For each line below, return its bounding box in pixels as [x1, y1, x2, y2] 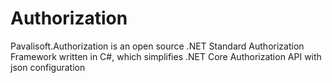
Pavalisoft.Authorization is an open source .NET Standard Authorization [10, 40, 305, 52]
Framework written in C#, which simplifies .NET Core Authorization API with [10, 50, 322, 62]
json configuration [10, 61, 86, 73]
